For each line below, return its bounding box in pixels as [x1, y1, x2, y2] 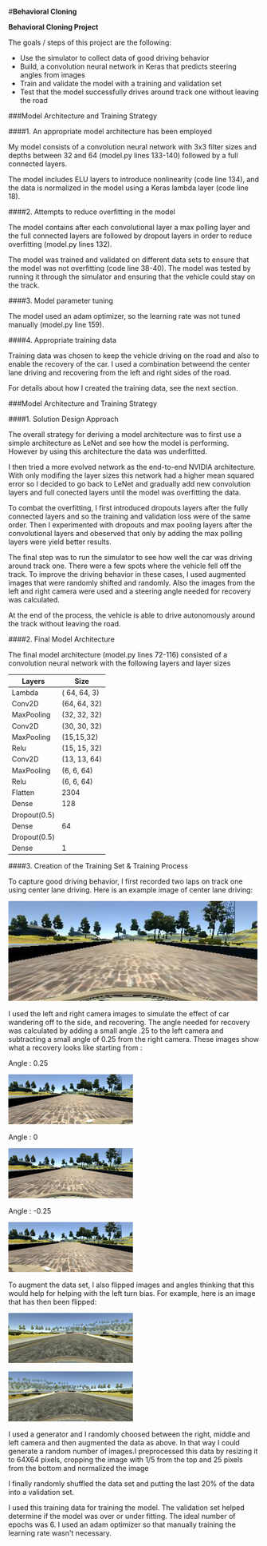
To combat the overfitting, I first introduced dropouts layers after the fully [8, 503, 249, 512]
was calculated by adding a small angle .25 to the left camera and [8, 1026, 224, 1035]
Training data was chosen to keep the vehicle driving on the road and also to [8, 351, 260, 360]
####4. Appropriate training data [8, 336, 117, 344]
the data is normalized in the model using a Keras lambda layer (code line [8, 183, 249, 193]
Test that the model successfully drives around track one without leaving [19, 87, 259, 97]
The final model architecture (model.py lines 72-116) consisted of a [8, 650, 228, 659]
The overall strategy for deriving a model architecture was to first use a [8, 430, 241, 439]
